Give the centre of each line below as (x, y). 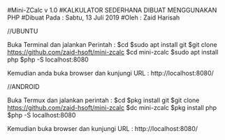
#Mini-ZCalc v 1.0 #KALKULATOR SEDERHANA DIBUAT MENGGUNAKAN (112, 10)
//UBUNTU (23, 31)
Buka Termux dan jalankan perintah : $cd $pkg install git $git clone (103, 100)
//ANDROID (23, 86)
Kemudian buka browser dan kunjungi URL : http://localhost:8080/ (102, 128)
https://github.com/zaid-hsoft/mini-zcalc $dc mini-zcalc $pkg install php (112, 107)
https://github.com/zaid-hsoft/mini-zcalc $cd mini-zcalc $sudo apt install (113, 52)
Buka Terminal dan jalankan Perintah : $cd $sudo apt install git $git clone (112, 44)
